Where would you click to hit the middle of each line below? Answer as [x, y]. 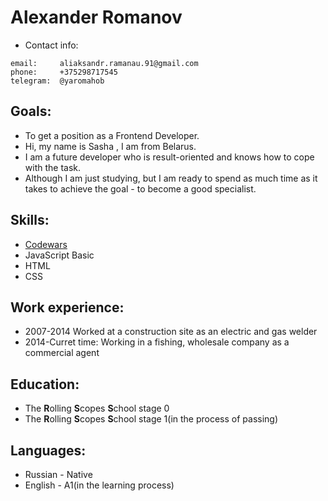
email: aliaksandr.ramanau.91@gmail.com [104, 63]
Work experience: [67, 307]
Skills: [30, 220]
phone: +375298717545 [64, 72]
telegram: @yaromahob [57, 81]
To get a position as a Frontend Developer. [112, 135]
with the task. [53, 167]
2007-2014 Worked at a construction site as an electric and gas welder [171, 332]
